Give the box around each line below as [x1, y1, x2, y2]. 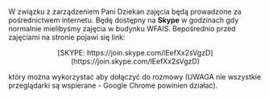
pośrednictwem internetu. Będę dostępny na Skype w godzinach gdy [8, 15, 239, 25]
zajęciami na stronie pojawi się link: [8, 32, 126, 42]
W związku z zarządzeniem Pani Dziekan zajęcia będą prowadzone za [8, 7, 242, 16]
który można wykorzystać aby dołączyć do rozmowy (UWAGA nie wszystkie [8, 72, 262, 81]
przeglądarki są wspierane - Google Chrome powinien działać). [8, 80, 218, 90]
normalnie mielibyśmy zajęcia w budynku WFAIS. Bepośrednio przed [8, 24, 236, 33]
